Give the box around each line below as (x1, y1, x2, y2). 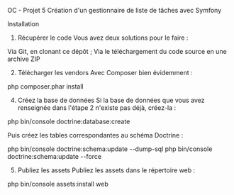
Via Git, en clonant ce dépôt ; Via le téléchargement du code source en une (7, 48, 227, 55)
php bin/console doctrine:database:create (7, 117, 130, 126)
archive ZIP (7, 55, 40, 63)
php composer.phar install (7, 82, 84, 91)
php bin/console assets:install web (7, 180, 108, 188)
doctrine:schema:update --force (7, 152, 101, 160)
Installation (7, 20, 40, 28)
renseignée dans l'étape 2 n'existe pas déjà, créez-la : (17, 104, 177, 112)
